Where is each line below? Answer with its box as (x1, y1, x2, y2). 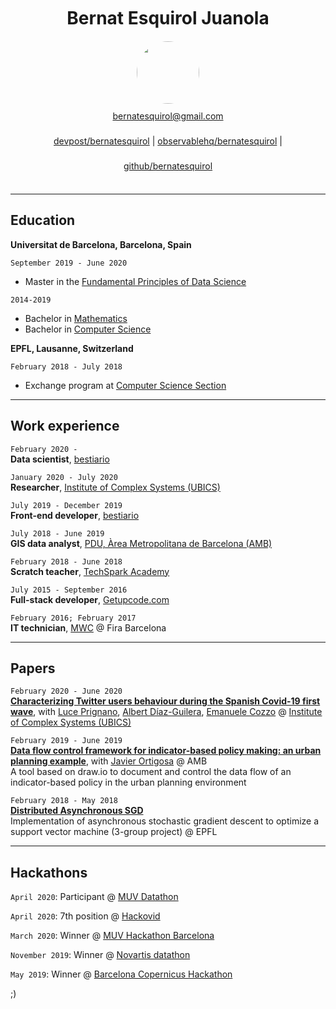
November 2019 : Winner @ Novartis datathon (10, 949, 191, 961)
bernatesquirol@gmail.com (112, 110, 224, 122)
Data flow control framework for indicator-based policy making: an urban (10, 745, 322, 757)
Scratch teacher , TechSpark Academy (10, 565, 170, 577)
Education (10, 212, 76, 229)
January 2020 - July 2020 (10, 472, 118, 482)
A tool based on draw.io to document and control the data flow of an (10, 766, 292, 778)
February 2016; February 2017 (10, 613, 137, 623)
